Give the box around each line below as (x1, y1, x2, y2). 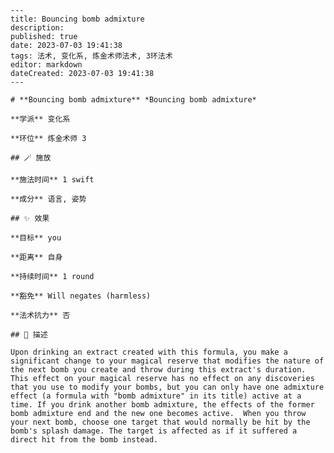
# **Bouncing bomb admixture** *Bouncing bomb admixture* (10, 95, 257, 105)
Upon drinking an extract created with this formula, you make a (10, 347, 288, 357)
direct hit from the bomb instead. (10, 435, 159, 445)
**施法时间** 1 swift (10, 175, 95, 185)
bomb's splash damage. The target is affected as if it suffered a (10, 426, 298, 436)
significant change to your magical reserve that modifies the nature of (10, 356, 325, 366)
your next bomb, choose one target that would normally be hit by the (10, 417, 311, 427)
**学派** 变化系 (10, 114, 71, 124)
